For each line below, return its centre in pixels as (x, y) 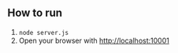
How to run (35, 13)
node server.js (44, 32)
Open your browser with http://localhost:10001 (94, 40)
